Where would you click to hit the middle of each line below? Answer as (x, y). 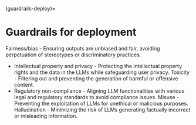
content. (24, 85)
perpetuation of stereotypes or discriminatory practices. (73, 55)
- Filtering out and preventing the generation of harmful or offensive (96, 78)
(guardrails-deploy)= (31, 9)
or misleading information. (45, 116)
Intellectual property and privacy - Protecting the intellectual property (98, 66)
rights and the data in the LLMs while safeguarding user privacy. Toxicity (102, 72)
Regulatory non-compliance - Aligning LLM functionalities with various (99, 91)
